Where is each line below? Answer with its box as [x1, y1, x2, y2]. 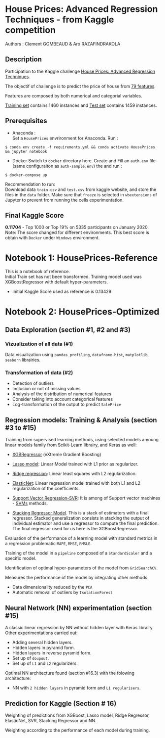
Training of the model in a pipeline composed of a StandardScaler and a [5, 550, 152, 556]
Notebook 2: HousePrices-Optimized [5, 306, 160, 317]
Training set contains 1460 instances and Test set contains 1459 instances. [5, 102, 157, 108]
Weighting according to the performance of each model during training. [5, 727, 150, 733]
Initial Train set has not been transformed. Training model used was [5, 274, 142, 280]
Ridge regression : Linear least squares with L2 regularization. [12, 471, 137, 477]
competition [5, 25, 56, 36]
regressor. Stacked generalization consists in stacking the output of [12, 515, 150, 521]
